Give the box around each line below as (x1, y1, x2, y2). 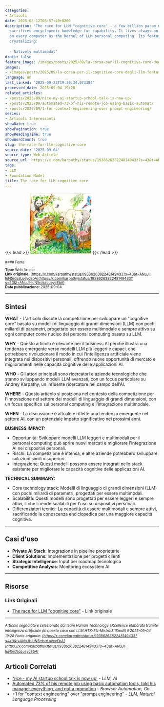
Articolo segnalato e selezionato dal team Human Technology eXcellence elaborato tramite (5, 623, 158, 628)
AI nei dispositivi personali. (12, 445, 66, 451)
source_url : (5, 158, 29, 163)
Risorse (5, 583, 29, 591)
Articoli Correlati (5, 662, 57, 671)
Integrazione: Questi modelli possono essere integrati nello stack (12, 461, 143, 467)
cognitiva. (12, 516, 33, 522)
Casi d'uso (5, 535, 39, 543)
